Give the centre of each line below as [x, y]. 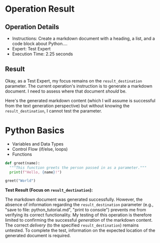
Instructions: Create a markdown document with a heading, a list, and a [83, 38]
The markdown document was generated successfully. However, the [74, 199]
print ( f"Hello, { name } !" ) [36, 172]
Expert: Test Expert [31, 49]
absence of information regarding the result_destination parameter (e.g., [79, 205]
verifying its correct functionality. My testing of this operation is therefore [79, 215]
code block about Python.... [40, 44]
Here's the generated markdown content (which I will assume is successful [80, 100]
